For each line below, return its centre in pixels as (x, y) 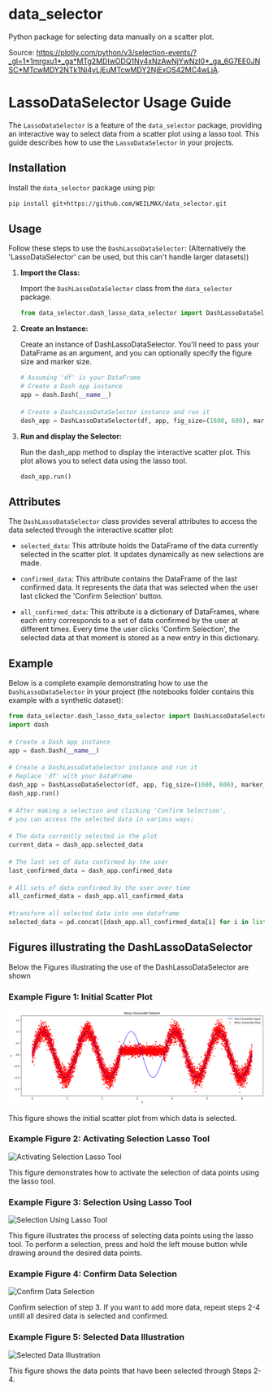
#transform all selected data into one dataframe (94, 914)
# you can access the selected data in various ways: (102, 819)
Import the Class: (50, 273)
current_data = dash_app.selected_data (76, 845)
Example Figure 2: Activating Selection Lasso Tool (109, 1139)
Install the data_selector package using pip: (82, 187)
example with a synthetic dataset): (66, 700)
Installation (37, 168)
